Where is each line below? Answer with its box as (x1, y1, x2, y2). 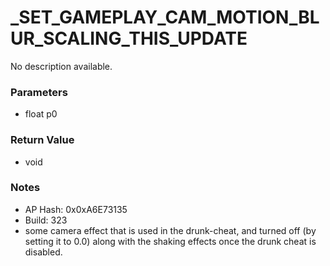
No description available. (10, 60, 113, 72)
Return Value (10, 133, 75, 147)
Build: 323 (24, 214, 68, 226)
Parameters (10, 85, 68, 99)
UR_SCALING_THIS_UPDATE (10, 27, 248, 50)
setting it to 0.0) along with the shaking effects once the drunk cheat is (24, 235, 317, 247)
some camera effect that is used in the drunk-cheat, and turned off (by (24, 224, 317, 236)
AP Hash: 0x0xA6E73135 (24, 203, 128, 215)
